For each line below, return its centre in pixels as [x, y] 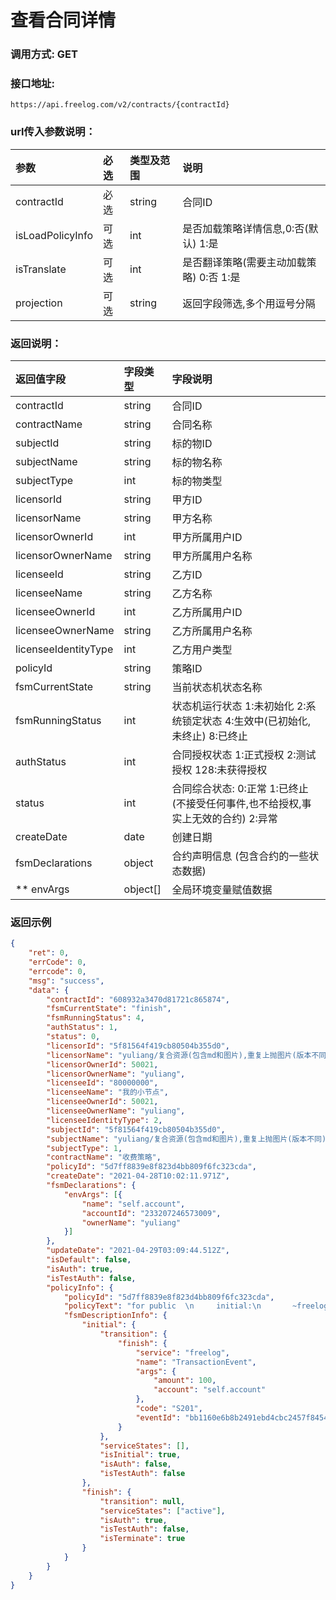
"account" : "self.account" [210, 1390]
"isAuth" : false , [135, 1464]
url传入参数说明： [53, 132]
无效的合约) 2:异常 [234, 818]
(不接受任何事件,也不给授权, [236, 803]
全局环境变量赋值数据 [222, 889]
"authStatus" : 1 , [82, 1027]
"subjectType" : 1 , [84, 1148]
